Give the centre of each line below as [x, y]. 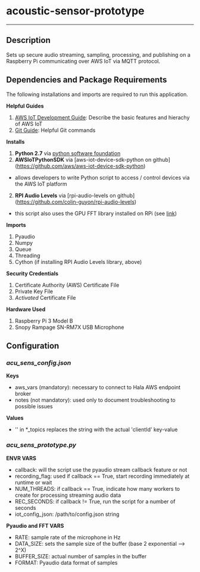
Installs [15, 142]
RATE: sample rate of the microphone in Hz [68, 537]
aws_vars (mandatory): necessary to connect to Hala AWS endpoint [98, 388]
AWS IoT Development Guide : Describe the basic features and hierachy [102, 117]
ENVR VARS [21, 458]
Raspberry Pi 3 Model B [44, 321]
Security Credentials [32, 273]
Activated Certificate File [45, 297]
